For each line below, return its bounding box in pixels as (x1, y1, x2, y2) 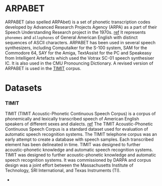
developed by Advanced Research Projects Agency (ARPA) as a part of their (5, 24, 158, 30)
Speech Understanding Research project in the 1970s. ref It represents (5, 29, 146, 35)
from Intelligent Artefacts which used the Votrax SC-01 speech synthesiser (5, 55, 154, 61)
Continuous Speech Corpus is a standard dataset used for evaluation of (5, 126, 148, 132)
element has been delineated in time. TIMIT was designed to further (5, 142, 141, 148)
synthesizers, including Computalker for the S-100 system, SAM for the (5, 45, 147, 51)
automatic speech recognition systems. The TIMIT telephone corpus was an (5, 132, 158, 137)
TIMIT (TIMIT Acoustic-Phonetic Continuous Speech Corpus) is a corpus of (5, 111, 156, 117)
